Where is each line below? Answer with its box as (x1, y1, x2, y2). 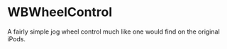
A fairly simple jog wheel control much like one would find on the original (7, 27, 220, 36)
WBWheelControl (7, 4, 113, 20)
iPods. (7, 34, 26, 43)
